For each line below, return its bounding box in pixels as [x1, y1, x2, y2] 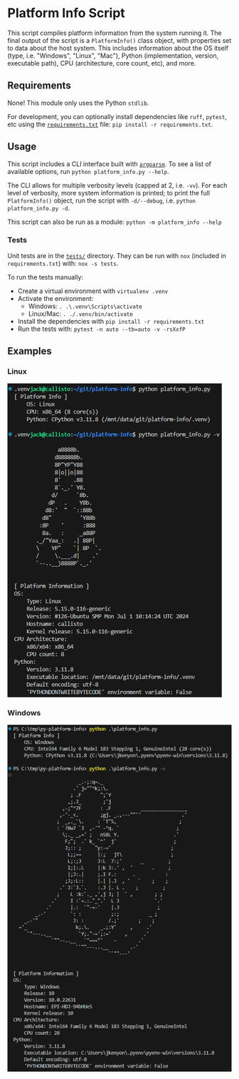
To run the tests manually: [7, 272, 84, 281]
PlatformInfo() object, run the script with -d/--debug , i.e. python [7, 196, 196, 205]
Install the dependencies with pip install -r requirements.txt [17, 317, 205, 325]
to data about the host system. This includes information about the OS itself [7, 44, 229, 52]
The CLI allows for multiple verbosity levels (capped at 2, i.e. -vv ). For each [7, 180, 228, 190]
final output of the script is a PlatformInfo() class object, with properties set [7, 36, 232, 44]
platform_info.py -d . [7, 203, 70, 212]
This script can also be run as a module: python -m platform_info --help [7, 218, 222, 226]
